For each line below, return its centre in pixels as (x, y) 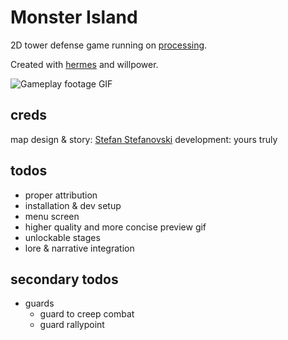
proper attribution (61, 195)
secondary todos (64, 279)
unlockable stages (62, 237)
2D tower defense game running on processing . (109, 45)
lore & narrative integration (79, 248)
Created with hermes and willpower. (84, 64)
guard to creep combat (87, 314)
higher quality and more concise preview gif (115, 227)
